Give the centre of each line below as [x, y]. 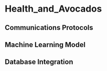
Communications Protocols [49, 28]
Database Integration [39, 62]
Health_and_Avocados [53, 9]
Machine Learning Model [45, 44]
